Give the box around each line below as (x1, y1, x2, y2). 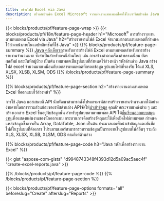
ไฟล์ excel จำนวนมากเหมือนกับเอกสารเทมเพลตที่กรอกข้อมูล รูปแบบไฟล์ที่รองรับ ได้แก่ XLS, (5, 64, 155, 69)
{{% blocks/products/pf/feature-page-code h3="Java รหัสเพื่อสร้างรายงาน (5, 141, 146, 147)
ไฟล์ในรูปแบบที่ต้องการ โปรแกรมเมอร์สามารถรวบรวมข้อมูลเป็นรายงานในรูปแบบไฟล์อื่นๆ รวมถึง (5, 126, 157, 132)
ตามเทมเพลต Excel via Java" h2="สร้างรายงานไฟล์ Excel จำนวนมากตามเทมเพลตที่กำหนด (5, 36, 159, 42)
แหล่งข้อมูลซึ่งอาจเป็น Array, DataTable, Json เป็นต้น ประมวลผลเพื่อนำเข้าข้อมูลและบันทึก (5, 121, 156, 127)
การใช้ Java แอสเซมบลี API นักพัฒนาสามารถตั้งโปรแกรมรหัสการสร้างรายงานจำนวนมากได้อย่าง (5, 99, 159, 105)
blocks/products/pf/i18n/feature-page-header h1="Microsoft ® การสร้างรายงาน (5, 30, 155, 37)
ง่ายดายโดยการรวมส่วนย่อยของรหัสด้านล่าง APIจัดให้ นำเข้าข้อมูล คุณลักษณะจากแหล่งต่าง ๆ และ (5, 104, 157, 110)
